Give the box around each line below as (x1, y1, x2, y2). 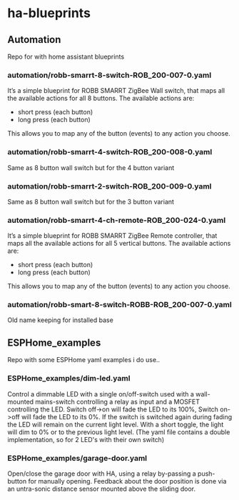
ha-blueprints (7, 5, 91, 21)
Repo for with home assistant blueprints (7, 52, 125, 61)
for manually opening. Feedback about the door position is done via (28, 476, 227, 485)
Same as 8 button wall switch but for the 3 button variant (7, 197, 175, 206)
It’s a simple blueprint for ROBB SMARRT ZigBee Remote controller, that (7, 231, 218, 240)
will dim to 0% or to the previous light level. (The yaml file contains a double (7, 427, 230, 436)
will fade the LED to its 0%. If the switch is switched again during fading (21, 412, 233, 421)
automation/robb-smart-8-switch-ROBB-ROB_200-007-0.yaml (7, 300, 232, 310)
